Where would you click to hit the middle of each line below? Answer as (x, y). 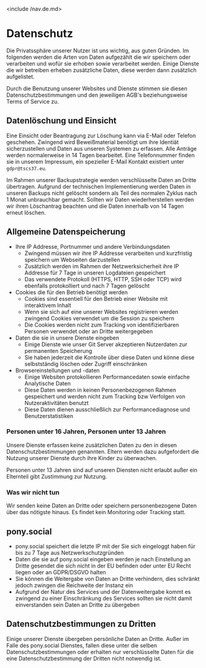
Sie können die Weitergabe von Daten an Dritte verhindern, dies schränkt (107, 579)
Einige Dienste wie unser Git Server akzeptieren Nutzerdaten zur (106, 344)
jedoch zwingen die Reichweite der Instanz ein (74, 585)
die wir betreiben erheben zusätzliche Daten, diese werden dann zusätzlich (102, 70)
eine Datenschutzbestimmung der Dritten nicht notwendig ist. (84, 658)
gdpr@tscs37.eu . (27, 168)
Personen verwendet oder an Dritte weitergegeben (89, 331)
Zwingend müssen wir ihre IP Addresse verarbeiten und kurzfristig (108, 253)
